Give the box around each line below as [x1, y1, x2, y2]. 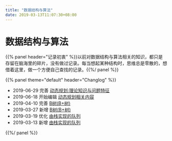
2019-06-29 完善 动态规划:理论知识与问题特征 [12, 88, 110, 94]
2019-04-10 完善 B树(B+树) [12, 100, 71, 107]
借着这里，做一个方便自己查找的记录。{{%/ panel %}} [5, 67, 119, 73]
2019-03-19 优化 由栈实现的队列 [12, 113, 81, 119]
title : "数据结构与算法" [5, 7, 53, 13]
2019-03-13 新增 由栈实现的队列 [12, 119, 81, 126]
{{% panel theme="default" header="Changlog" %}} [5, 77, 117, 83]
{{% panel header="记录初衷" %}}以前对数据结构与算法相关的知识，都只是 [5, 54, 163, 60]
